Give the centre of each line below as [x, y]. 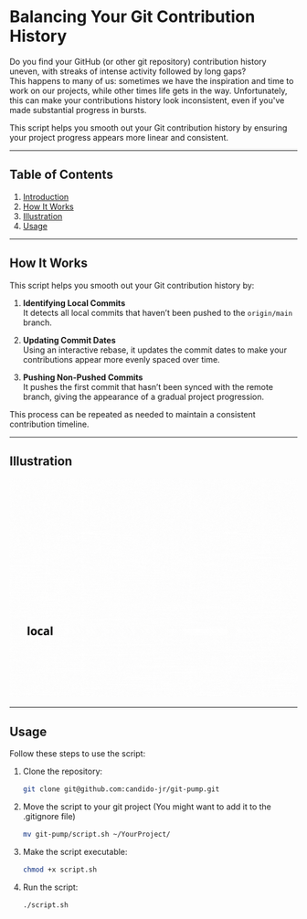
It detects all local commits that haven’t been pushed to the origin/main [158, 312]
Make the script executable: [75, 851]
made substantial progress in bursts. [78, 110]
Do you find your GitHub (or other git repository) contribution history [138, 61]
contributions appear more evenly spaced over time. [122, 359]
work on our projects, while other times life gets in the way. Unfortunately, [148, 90]
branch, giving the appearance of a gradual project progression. [143, 396]
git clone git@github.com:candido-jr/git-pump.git [121, 789]
